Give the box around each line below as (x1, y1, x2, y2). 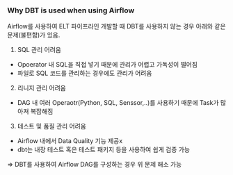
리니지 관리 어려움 (17, 84, 66, 92)
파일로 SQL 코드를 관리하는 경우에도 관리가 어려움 (17, 69, 152, 78)
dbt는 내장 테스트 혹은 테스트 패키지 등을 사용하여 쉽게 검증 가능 (17, 145, 190, 154)
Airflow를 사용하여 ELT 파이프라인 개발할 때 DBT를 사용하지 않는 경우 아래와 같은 (7, 22, 226, 31)
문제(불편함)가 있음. (7, 31, 61, 40)
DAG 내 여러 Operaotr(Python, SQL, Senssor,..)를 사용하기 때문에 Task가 (17, 99, 219, 107)
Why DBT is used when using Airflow (7, 6, 135, 15)
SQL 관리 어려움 (17, 46, 61, 54)
